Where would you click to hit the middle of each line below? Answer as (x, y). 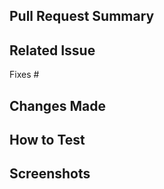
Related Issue (52, 50)
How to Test (47, 139)
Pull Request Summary (82, 16)
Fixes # (24, 75)
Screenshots (50, 174)
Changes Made (57, 105)
